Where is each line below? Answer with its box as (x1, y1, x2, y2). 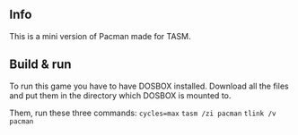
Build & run (9, 57, 72, 72)
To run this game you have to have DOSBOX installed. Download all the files (9, 80, 289, 91)
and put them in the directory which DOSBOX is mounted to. (9, 89, 232, 101)
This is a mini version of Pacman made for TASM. (9, 30, 191, 41)
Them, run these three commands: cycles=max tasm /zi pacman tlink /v (9, 107, 276, 118)
